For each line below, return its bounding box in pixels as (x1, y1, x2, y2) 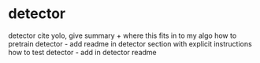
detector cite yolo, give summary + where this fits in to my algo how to (8, 31, 237, 40)
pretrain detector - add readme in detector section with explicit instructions (8, 39, 252, 48)
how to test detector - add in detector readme (8, 47, 157, 57)
